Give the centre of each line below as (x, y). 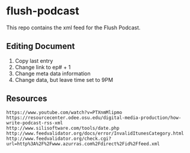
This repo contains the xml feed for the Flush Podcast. (73, 27)
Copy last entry (34, 60)
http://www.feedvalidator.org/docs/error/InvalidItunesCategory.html (95, 133)
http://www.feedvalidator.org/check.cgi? (59, 139)
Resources (27, 99)
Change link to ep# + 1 (43, 67)
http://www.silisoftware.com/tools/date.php (63, 128)
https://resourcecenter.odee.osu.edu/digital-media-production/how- (94, 118)
